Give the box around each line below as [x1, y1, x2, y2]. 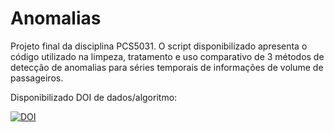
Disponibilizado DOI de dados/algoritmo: [10, 91, 178, 103]
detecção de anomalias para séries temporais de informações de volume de [10, 61, 324, 73]
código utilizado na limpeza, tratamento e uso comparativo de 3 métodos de [10, 50, 325, 62]
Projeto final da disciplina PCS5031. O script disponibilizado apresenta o [10, 40, 308, 52]
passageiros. [10, 72, 64, 84]
